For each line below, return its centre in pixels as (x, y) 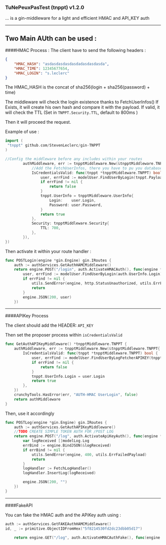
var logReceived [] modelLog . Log (56, 441)
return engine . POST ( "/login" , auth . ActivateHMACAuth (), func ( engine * (88, 270)
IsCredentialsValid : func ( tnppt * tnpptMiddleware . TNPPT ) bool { (90, 353)
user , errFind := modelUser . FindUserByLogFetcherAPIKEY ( (91, 358)
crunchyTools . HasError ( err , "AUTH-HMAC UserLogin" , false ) (76, 395)
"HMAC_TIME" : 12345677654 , (42, 68)
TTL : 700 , (50, 228)
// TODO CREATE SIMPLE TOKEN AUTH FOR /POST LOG (64, 432)
